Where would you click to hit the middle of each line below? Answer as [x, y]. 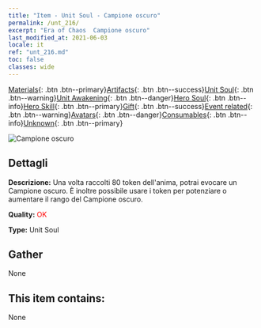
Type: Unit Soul [34, 229]
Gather [26, 254]
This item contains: [57, 298]
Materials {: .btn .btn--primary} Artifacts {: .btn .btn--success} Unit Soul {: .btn [131, 89]
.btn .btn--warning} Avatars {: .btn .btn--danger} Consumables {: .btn [117, 115]
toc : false [26, 60]
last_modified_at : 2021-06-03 [58, 38]
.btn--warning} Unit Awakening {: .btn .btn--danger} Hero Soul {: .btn [117, 98]
